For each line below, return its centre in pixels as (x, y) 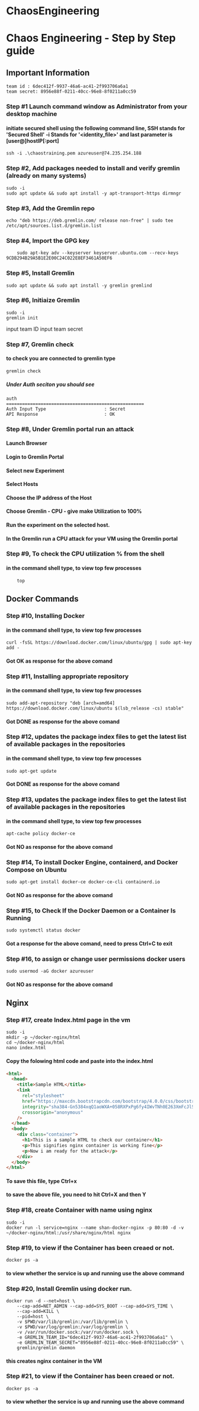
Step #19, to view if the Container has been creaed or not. (90, 1247)
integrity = (35, 1107)
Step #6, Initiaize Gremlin (43, 300)
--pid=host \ (33, 1316)
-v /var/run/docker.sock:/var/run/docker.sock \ (78, 1332)
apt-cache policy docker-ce (41, 834)
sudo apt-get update (32, 771)
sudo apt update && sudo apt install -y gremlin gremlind (79, 286)
